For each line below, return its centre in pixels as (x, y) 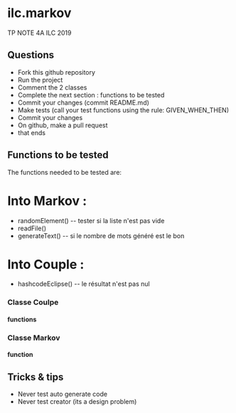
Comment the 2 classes (52, 87)
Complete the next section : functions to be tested (91, 95)
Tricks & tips (36, 377)
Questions (31, 55)
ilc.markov (39, 13)
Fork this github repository (57, 72)
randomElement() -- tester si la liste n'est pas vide (91, 220)
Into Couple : (46, 264)
